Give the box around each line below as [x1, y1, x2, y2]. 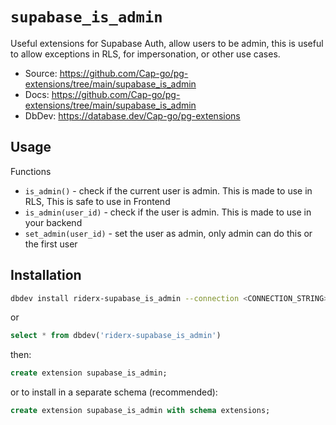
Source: [24, 67, 58, 79]
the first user [24, 238, 78, 250]
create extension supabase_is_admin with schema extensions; [10, 406, 271, 416]
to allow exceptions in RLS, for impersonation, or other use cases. [10, 48, 281, 60]
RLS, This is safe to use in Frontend [24, 195, 171, 207]
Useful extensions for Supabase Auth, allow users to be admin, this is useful [10, 37, 324, 49]
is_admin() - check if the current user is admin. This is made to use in [24, 184, 313, 197]
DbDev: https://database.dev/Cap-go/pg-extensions [24, 109, 241, 122]
